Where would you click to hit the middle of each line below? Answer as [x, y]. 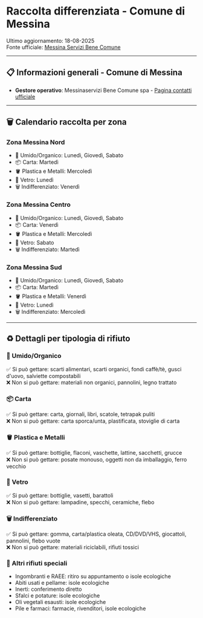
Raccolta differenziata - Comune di [96, 11]
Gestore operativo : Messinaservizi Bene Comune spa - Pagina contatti [103, 90]
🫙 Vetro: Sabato [34, 242]
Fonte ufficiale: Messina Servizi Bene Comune [63, 47]
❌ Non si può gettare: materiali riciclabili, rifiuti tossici [72, 547]
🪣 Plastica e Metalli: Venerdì [50, 296]
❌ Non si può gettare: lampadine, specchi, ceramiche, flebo [80, 502]
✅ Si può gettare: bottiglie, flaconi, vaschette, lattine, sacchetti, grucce [94, 453]
